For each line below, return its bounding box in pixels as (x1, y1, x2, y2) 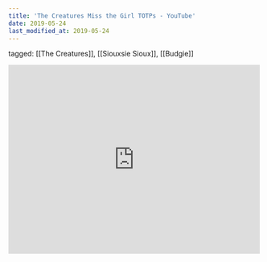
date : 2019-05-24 (8, 19, 67, 27)
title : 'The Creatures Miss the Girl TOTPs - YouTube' (8, 11, 196, 20)
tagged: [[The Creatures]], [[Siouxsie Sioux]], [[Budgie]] (8, 49, 195, 59)
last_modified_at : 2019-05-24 (8, 27, 110, 35)
